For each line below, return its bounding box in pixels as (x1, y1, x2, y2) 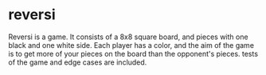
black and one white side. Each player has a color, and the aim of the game (8, 40, 255, 49)
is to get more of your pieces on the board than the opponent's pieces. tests (8, 49, 259, 58)
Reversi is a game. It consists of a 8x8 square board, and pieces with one (8, 32, 248, 41)
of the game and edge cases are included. (8, 57, 147, 67)
